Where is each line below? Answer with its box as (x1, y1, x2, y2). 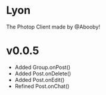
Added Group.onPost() (14, 64, 71, 71)
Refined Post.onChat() (14, 83, 70, 90)
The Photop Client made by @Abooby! (6, 23, 100, 30)
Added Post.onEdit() (14, 76, 65, 83)
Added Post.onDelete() (14, 69, 71, 77)
